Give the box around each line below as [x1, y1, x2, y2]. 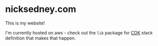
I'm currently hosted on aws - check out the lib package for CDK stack [5, 29, 153, 35]
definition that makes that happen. [5, 35, 76, 41]
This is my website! [5, 20, 45, 26]
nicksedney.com [5, 3, 76, 15]
